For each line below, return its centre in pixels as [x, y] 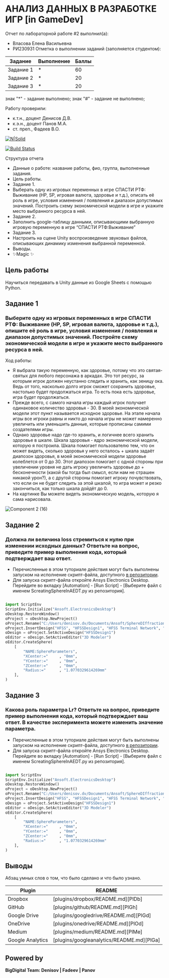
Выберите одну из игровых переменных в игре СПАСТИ [78, 318]
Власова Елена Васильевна [42, 43]
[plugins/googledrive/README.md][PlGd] [102, 915]
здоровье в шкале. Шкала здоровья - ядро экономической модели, [86, 440]
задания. [22, 173]
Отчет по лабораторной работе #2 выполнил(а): [57, 33]
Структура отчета [24, 158]
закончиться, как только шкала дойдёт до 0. [60, 489]
